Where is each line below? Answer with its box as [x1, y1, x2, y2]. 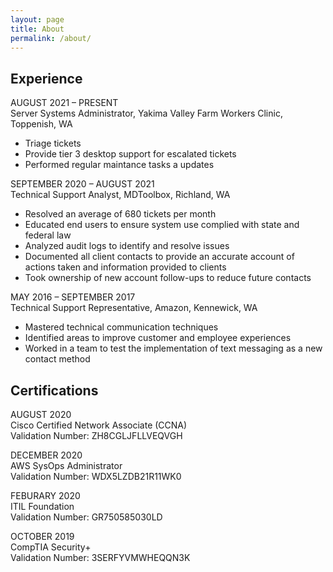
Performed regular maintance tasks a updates [24, 159, 215, 171]
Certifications [10, 382, 99, 399]
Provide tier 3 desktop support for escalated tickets [24, 148, 237, 160]
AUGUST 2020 [10, 409, 72, 420]
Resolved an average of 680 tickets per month [24, 208, 217, 220]
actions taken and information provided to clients [24, 261, 227, 273]
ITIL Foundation [10, 501, 75, 512]
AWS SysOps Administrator [10, 460, 123, 471]
